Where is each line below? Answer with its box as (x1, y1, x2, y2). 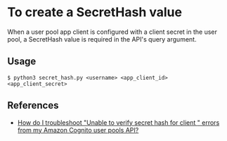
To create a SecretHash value (7, 4, 183, 20)
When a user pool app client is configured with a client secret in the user (7, 27, 218, 36)
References (7, 99, 59, 111)
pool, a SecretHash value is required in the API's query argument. (7, 35, 197, 43)
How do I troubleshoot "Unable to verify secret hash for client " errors (17, 118, 220, 127)
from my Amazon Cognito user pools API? (17, 125, 139, 134)
